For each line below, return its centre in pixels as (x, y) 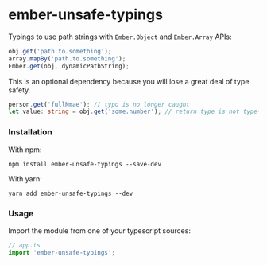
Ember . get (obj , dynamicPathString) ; (69, 66)
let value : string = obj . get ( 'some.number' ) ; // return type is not (124, 112)
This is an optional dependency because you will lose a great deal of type (129, 81)
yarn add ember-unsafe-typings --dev (71, 193)
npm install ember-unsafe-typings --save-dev (85, 164)
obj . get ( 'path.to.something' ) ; (60, 51)
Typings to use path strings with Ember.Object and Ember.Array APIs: (120, 37)
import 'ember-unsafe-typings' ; (62, 252)
